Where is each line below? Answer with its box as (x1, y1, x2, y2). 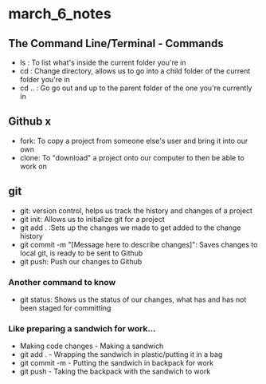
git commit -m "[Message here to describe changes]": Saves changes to (19, 240, 258, 249)
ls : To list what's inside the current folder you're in (19, 57, 186, 67)
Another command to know (8, 276, 116, 287)
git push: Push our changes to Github (19, 256, 143, 266)
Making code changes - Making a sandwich (19, 341, 164, 351)
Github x (8, 115, 52, 129)
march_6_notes (8, 5, 111, 23)
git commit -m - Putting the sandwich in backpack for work (19, 358, 214, 368)
